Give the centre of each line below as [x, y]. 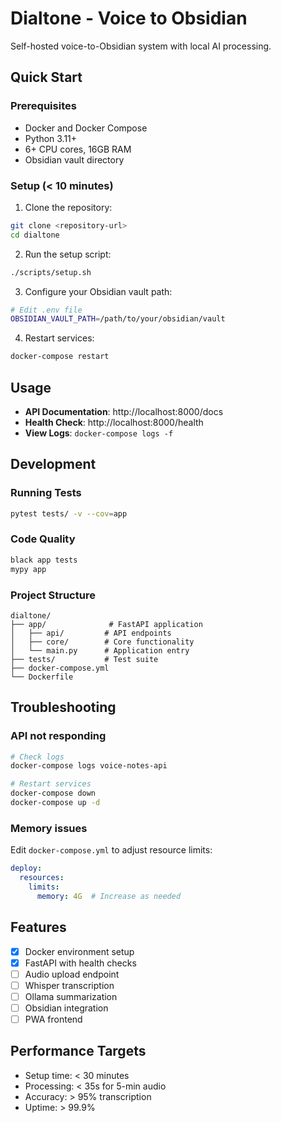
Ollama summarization [71, 996]
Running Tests [46, 493]
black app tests [44, 560]
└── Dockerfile [42, 677]
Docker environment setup [79, 951]
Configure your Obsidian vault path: [98, 291]
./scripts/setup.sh [51, 272]
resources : [42, 878]
